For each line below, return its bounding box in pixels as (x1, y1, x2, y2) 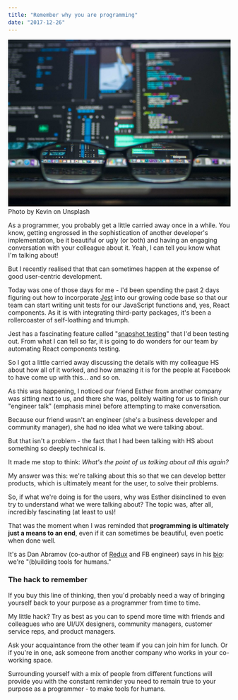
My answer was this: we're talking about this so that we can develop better (8, 471, 226, 480)
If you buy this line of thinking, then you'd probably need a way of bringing (8, 591, 225, 599)
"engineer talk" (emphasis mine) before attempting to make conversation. (8, 402, 222, 410)
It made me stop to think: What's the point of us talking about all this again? (8, 457, 229, 466)
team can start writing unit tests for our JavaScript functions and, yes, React (8, 301, 230, 309)
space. (32, 656, 54, 664)
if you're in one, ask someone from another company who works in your (8, 648, 218, 656)
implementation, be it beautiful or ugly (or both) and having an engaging (8, 236, 218, 244)
